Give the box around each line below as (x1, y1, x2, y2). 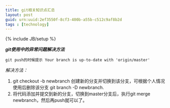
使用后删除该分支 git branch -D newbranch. (12, 84, 104, 91)
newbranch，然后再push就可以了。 (12, 97, 88, 103)
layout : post (5, 12, 33, 17)
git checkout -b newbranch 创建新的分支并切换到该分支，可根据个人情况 (12, 78, 165, 84)
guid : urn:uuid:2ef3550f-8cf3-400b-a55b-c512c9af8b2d (5, 17, 123, 22)
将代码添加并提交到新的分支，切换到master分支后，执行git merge (12, 91, 151, 97)
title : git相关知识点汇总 (5, 7, 55, 13)
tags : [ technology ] (5, 21, 50, 27)
